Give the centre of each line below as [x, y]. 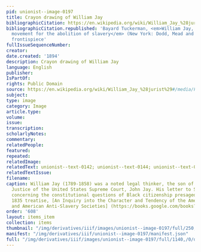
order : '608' [22, 212]
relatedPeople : [25, 145]
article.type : [24, 112]
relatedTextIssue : [29, 173]
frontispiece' [29, 39]
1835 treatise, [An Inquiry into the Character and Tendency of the [99, 201]
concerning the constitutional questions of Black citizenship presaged [104, 195]
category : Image [26, 106]
